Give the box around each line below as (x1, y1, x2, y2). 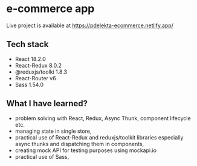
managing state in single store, (15, 127, 92, 135)
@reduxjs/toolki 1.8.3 (15, 68, 68, 75)
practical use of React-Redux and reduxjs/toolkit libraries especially (15, 133, 184, 141)
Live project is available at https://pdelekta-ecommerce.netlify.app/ (6, 22, 174, 29)
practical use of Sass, (15, 153, 69, 160)
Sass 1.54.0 (15, 81, 44, 88)
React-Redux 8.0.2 (15, 62, 62, 69)
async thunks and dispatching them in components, (15, 140, 144, 147)
